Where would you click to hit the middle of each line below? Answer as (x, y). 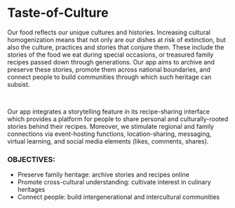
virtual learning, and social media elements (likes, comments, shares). (108, 141)
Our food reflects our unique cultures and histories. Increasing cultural (109, 32)
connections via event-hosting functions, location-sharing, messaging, (109, 134)
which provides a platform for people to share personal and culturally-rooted (118, 119)
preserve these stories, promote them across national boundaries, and (109, 69)
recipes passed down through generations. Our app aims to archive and (111, 62)
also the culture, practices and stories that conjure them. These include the (116, 47)
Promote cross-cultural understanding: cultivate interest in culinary (114, 182)
